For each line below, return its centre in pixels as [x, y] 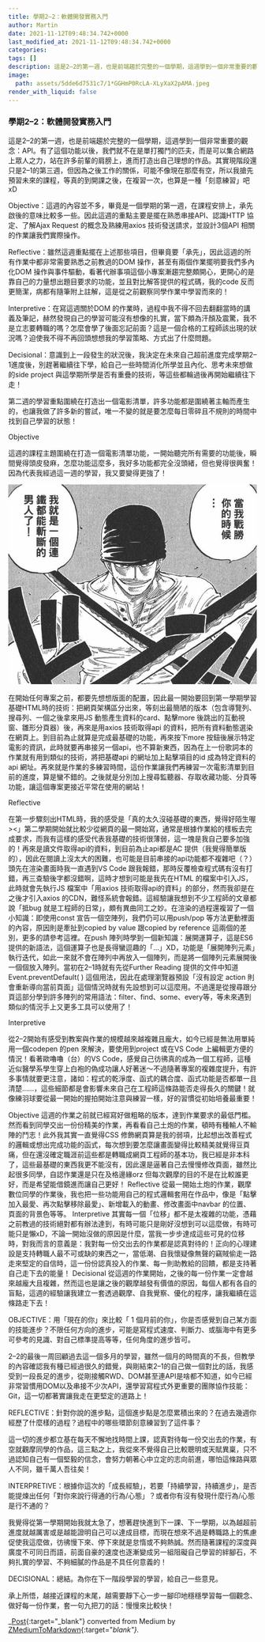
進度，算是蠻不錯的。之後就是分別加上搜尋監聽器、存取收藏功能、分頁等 [139, 777]
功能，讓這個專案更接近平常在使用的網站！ [77, 786]
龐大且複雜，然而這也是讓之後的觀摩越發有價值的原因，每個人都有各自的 [139, 1283]
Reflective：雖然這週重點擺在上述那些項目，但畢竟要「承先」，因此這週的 [126, 252]
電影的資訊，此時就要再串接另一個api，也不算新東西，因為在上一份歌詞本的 [131, 747]
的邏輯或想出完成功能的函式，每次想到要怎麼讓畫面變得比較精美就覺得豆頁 [129, 1144]
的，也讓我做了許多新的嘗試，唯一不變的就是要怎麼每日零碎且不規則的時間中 [132, 410]
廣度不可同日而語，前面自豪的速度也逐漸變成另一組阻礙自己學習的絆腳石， [129, 1552]
